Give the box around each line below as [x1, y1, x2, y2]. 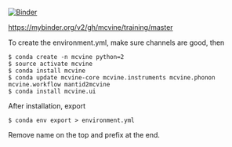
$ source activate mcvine [8, 60, 92, 68]
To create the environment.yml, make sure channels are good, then [8, 38, 225, 47]
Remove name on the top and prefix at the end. [8, 130, 161, 139]
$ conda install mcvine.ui [8, 87, 96, 95]
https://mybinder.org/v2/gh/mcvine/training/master [8, 23, 174, 31]
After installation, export [8, 101, 86, 110]
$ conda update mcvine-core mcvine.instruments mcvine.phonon [8, 74, 216, 82]
